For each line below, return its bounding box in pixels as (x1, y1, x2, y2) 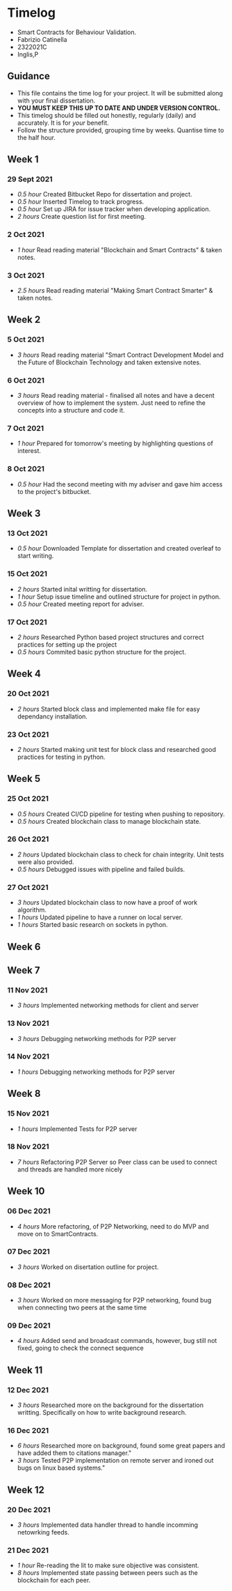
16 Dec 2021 (7, 1426, 49, 1435)
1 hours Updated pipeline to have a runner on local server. (17, 913, 183, 921)
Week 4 (7, 668, 42, 680)
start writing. (17, 552, 54, 560)
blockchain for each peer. (17, 1576, 91, 1585)
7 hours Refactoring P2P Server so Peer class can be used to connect (17, 1158, 217, 1166)
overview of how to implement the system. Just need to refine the (17, 399, 206, 407)
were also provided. (17, 857, 74, 866)
